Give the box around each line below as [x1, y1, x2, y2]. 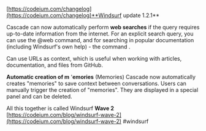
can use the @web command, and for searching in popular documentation [6, 37, 194, 43]
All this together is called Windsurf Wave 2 [6, 105, 115, 112]
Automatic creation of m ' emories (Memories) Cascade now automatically [6, 73, 196, 80]
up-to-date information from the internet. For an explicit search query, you [6, 30, 194, 37]
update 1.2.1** [123, 12, 160, 19]
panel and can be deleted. [6, 93, 72, 100]
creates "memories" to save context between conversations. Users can [6, 80, 187, 87]
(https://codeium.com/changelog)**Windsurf [6, 12, 122, 19]
